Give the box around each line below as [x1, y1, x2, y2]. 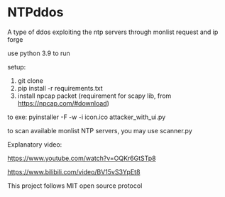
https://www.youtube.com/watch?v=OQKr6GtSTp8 [7, 154, 156, 162]
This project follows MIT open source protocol [7, 181, 143, 190]
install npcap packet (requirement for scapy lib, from [17, 91, 172, 100]
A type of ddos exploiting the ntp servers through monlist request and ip [7, 28, 219, 36]
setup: [7, 62, 26, 71]
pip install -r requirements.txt [17, 84, 103, 92]
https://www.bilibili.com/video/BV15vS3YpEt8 [7, 167, 141, 176]
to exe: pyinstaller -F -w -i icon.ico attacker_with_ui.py [7, 113, 166, 121]
